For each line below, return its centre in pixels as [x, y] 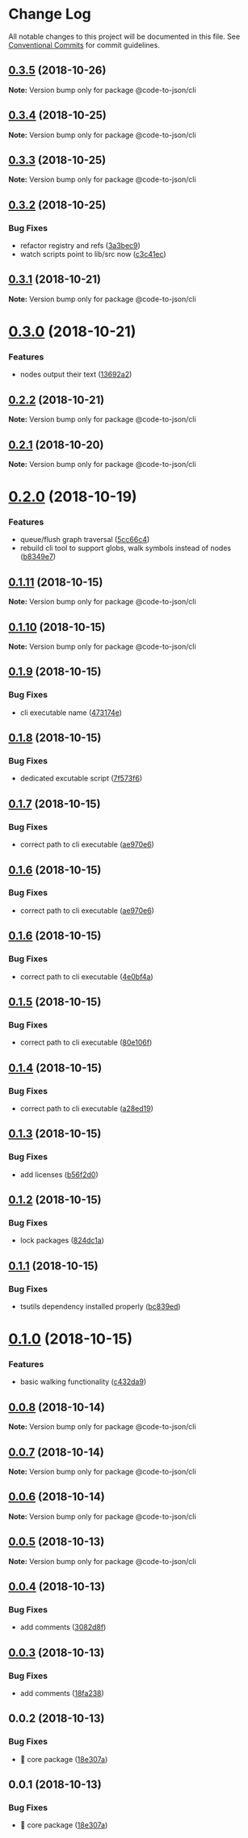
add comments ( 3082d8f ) [63, 1627]
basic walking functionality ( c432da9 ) [83, 1382]
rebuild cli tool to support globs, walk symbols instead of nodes [126, 548]
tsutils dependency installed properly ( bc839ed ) [100, 1306]
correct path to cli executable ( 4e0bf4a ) [86, 976]
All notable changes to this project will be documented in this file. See [124, 36]
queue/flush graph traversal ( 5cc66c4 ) [85, 540]
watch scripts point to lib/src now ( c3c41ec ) [93, 254]
